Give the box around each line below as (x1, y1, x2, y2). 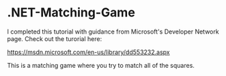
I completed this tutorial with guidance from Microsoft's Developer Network (7, 27, 220, 36)
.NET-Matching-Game (7, 5, 135, 21)
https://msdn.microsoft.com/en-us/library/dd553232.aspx (7, 48, 170, 56)
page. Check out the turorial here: (7, 34, 102, 42)
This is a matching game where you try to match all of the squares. (7, 61, 195, 69)
